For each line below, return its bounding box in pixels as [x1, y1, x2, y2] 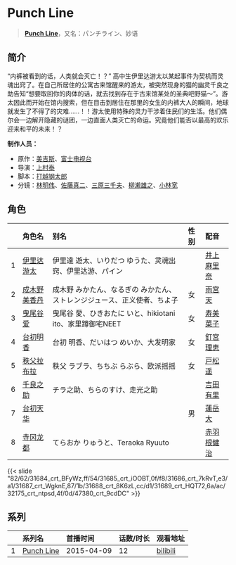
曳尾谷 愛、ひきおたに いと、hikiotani [52, 308, 176, 318]
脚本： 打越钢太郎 [17, 172, 67, 180]
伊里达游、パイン [66, 266, 123, 276]
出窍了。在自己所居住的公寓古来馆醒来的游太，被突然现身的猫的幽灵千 [13, 80, 216, 89]
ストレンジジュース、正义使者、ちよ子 [52, 295, 178, 305]
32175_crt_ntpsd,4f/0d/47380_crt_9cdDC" [7, 489, 130, 497]
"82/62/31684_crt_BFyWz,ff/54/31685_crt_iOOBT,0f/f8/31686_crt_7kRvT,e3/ [7, 474, 228, 483]
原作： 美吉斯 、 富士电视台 [17, 154, 92, 163]
